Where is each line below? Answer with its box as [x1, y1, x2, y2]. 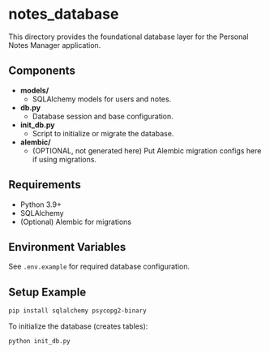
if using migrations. [32, 154, 97, 164]
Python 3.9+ [19, 200, 62, 209]
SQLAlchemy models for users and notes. [32, 94, 172, 104]
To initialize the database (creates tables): [8, 321, 148, 331]
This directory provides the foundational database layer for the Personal [8, 32, 249, 41]
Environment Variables [8, 240, 126, 254]
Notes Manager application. [8, 40, 101, 50]
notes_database [8, 5, 119, 24]
